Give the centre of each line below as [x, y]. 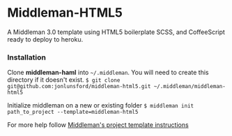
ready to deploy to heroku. [45, 39]
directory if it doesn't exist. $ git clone [64, 80]
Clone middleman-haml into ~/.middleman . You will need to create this [108, 73]
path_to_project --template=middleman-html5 [73, 112]
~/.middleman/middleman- [190, 87]
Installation [27, 57]
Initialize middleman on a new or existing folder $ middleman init [101, 105]
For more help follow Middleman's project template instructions [98, 125]
